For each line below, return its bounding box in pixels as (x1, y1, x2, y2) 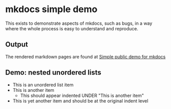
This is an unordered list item (12, 82, 74, 88)
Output (5, 40, 28, 49)
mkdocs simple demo (5, 4, 98, 15)
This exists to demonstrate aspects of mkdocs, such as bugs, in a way (5, 20, 153, 26)
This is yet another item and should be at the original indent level (12, 97, 149, 104)
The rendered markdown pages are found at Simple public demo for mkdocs (5, 53, 166, 60)
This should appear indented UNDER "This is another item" (20, 92, 144, 98)
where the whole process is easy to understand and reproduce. (5, 25, 138, 31)
